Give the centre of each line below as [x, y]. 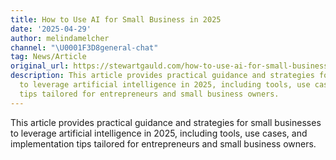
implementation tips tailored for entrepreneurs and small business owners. [163, 143]
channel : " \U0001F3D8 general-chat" [84, 47]
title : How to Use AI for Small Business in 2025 [116, 19]
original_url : [40, 66]
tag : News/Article [48, 57]
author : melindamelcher [60, 38]
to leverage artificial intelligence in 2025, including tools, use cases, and [159, 133]
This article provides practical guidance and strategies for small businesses [166, 122]
